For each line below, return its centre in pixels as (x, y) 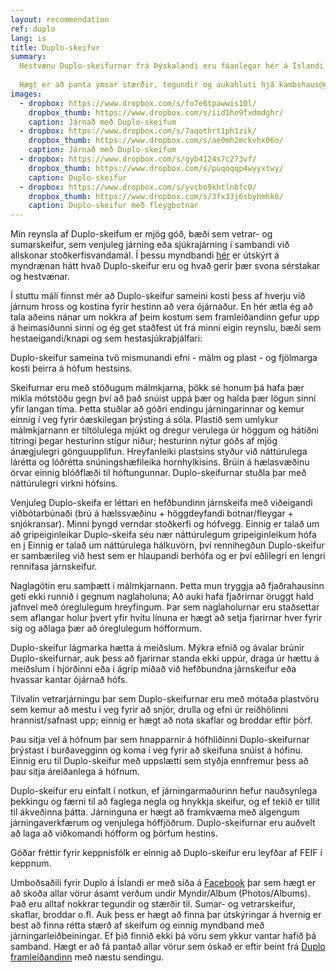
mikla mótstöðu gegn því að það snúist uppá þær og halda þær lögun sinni (163, 398)
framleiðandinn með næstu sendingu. (87, 957)
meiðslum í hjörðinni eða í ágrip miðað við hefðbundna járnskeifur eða (153, 669)
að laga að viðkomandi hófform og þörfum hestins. (114, 833)
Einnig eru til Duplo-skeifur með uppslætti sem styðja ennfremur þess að (159, 761)
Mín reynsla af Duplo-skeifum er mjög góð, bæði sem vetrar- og (141, 234)
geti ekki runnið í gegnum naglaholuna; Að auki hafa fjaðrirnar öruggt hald (162, 597)
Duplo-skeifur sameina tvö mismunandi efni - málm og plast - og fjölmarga (164, 358)
